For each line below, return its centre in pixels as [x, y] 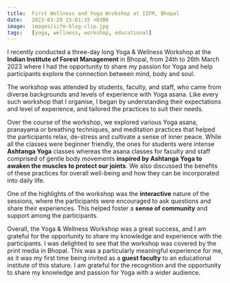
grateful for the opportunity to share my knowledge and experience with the [114, 236]
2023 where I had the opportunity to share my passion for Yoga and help [110, 66]
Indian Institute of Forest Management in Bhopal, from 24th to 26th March [113, 60]
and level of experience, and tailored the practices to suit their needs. [105, 109]
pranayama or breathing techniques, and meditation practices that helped [111, 130]
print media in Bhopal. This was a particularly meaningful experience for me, [115, 251]
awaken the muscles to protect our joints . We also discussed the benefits [113, 166]
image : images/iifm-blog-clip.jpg [58, 26]
